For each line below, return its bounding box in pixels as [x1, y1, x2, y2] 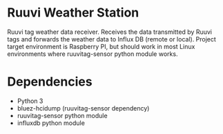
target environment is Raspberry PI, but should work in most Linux [7, 42, 195, 50]
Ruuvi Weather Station [7, 5, 139, 21]
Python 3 [17, 97, 43, 105]
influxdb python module [17, 119, 85, 127]
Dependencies [7, 74, 93, 90]
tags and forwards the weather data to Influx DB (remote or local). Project [7, 35, 216, 43]
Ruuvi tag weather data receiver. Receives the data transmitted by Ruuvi [7, 28, 213, 36]
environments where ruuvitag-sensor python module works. [7, 50, 178, 58]
